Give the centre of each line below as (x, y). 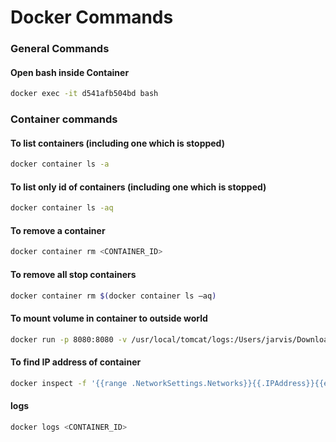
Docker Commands (92, 17)
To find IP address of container (76, 362)
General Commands (60, 49)
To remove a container (58, 230)
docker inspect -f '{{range (69, 383)
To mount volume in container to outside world (109, 318)
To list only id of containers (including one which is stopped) (138, 187)
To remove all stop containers (73, 274)
